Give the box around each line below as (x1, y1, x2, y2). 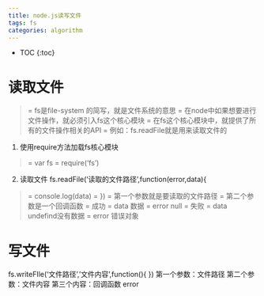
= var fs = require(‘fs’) (27, 158, 100, 168)
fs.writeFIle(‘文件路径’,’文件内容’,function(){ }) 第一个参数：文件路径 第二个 (8, 270, 248, 279)
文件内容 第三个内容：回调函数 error (21, 279, 140, 289)
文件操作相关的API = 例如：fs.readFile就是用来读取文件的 (41, 126, 228, 135)
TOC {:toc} (19, 48, 55, 58)
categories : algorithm (8, 26, 83, 34)
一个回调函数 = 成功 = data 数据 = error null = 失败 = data (41, 201, 228, 211)
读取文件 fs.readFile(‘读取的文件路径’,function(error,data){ (19, 175, 207, 184)
